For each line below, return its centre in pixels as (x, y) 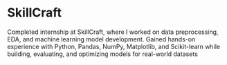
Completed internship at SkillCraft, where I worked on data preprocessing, (113, 32)
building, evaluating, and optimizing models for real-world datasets (103, 54)
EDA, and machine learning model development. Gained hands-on (101, 39)
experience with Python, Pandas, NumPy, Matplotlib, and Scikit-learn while (113, 46)
